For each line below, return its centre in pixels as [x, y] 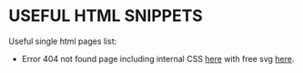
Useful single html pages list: [63, 41]
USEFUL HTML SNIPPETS [106, 16]
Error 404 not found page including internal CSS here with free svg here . [158, 58]
